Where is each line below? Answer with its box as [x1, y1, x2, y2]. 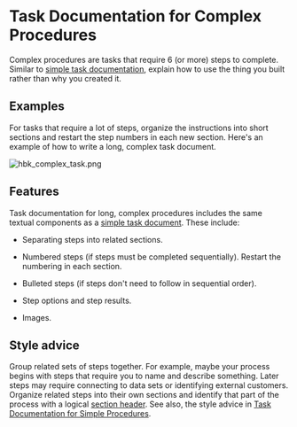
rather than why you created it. [9, 73, 122, 83]
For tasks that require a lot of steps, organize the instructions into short [9, 122, 269, 133]
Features [9, 184, 59, 199]
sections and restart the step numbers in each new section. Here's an [9, 131, 263, 143]
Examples [9, 99, 65, 114]
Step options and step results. [21, 295, 132, 306]
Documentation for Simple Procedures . [9, 408, 152, 419]
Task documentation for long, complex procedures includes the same [9, 207, 263, 218]
